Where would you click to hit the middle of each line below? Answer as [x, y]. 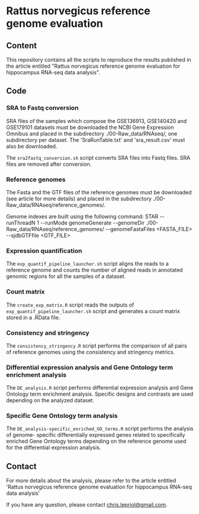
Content [22, 45]
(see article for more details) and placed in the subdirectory [79, 198]
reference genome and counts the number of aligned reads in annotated [94, 270]
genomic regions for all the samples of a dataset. [66, 276]
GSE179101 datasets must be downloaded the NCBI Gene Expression [90, 127]
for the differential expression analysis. [54, 447]
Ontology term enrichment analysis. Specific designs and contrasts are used [100, 394]
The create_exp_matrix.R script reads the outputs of [70, 305]
